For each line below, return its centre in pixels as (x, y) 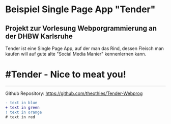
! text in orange (24, 112)
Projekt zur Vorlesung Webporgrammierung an (81, 28)
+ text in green (22, 107)
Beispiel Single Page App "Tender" (80, 9)
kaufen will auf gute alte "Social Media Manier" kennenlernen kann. (76, 54)
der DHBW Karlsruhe (39, 36)
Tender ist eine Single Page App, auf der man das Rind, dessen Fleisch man (85, 48)
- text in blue (21, 103)
